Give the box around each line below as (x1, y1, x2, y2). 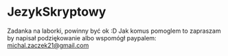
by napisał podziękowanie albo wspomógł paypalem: (7, 33, 157, 42)
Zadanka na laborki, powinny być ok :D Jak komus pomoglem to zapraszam (7, 27, 221, 35)
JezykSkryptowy (7, 4, 106, 20)
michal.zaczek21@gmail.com (7, 41, 89, 49)
